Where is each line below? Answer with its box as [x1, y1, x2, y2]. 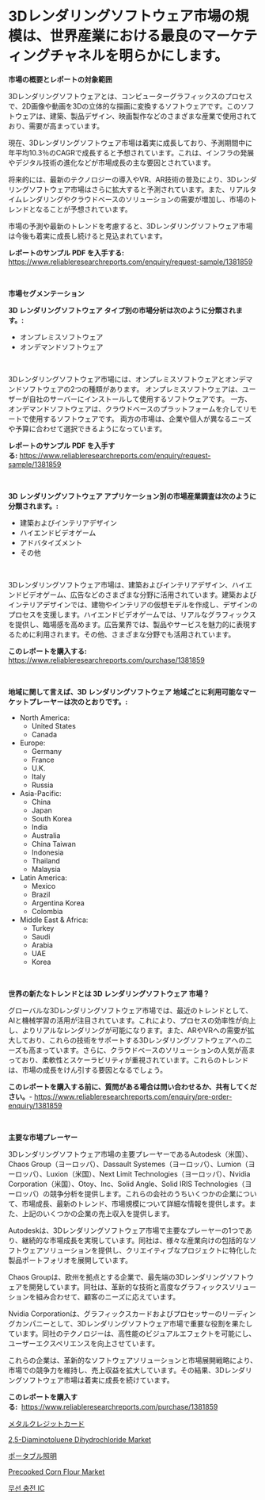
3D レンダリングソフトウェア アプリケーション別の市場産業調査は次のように [8, 491, 257, 500]
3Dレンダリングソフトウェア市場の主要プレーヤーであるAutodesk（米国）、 [8, 1149, 253, 1158]
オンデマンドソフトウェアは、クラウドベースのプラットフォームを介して [8, 404, 244, 413]
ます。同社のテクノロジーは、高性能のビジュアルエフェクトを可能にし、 [21, 1329, 256, 1338]
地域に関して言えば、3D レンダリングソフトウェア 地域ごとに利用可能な [8, 687, 243, 696]
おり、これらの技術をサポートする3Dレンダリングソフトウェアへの [28, 1035, 246, 1045]
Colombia [31, 906, 63, 916]
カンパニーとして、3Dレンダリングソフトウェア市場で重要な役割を [14, 1318, 232, 1328]
